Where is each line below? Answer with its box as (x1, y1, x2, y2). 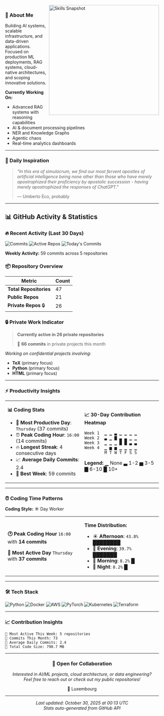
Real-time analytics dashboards (12, 140, 76, 146)
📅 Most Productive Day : (16, 419, 72, 426)
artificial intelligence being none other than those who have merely (17, 174, 152, 179)
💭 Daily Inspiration (5, 157, 49, 164)
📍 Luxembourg (67, 686, 97, 692)
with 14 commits (7, 538, 47, 545)
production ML (5, 54, 35, 60)
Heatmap (84, 419, 106, 426)
